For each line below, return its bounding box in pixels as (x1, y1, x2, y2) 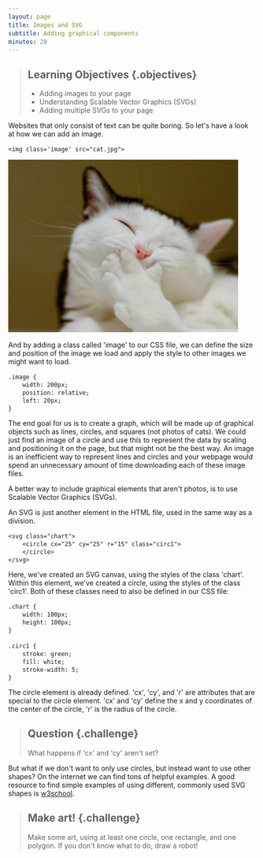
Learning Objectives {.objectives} (27, 68, 198, 81)
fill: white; (22, 658, 65, 666)
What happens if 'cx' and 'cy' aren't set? (27, 748, 159, 757)
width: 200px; (22, 381, 69, 390)
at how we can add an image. (8, 129, 104, 139)
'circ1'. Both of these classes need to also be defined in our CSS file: (8, 587, 230, 596)
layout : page (8, 13, 51, 21)
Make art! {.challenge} (27, 811, 141, 825)
